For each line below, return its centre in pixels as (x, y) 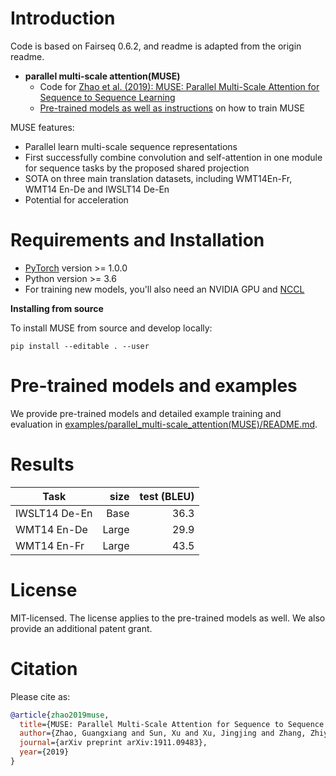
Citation (44, 668)
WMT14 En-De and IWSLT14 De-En (97, 189)
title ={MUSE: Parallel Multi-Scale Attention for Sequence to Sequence (172, 724)
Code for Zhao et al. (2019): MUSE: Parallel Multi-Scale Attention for (179, 86)
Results (42, 464)
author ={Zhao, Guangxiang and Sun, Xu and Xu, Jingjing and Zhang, (163, 733)
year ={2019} (44, 752)
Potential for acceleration (76, 199)
